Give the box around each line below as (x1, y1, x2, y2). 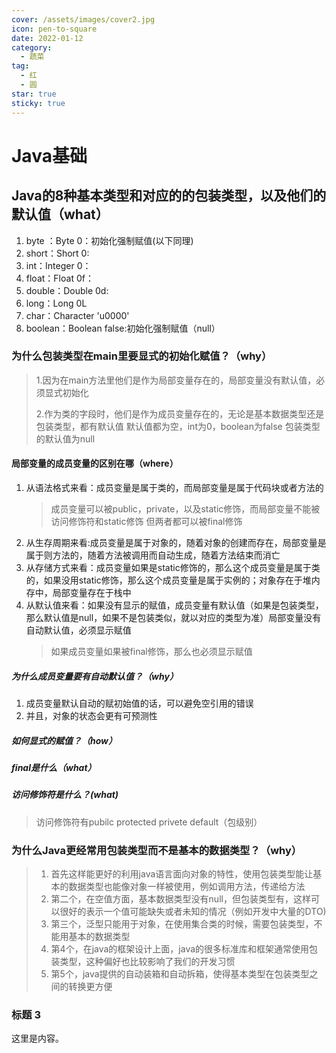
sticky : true (11, 98, 66, 108)
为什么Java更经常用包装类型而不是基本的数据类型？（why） (11, 843, 303, 857)
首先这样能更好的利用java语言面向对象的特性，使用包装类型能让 (50, 867, 314, 880)
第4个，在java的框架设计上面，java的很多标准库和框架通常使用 (50, 942, 310, 955)
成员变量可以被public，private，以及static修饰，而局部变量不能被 (50, 503, 321, 515)
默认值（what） (11, 206, 109, 223)
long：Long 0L (25, 297, 88, 309)
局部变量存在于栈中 (52, 587, 132, 598)
